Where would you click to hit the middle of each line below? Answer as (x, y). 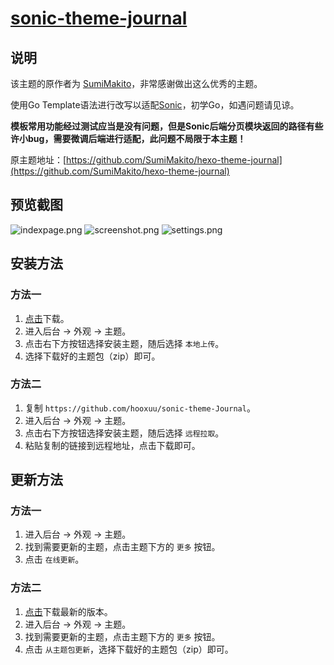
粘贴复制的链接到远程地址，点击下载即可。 (112, 445)
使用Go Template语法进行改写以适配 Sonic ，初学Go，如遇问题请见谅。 (155, 105)
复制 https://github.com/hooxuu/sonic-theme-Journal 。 (140, 408)
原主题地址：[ (38, 160)
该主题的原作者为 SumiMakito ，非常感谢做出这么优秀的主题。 (136, 83)
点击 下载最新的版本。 (68, 611)
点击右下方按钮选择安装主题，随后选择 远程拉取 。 (124, 433)
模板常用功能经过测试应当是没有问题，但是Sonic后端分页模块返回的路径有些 (167, 126)
